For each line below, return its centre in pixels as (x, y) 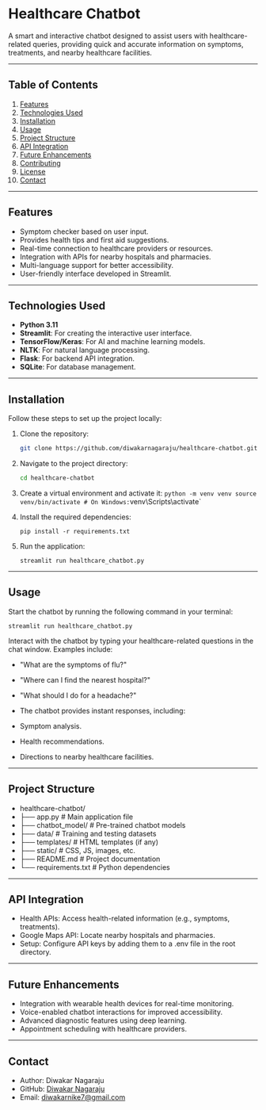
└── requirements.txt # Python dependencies (95, 867)
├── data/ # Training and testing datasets (88, 833)
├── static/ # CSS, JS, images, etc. (78, 850)
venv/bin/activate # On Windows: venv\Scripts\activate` (110, 501)
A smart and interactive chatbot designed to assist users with (108, 36)
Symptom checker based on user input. (84, 232)
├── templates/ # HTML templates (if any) (89, 842)
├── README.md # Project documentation (90, 859)
